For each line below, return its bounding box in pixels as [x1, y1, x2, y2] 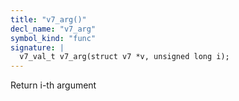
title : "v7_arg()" [10, 14, 87, 25]
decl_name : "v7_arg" [10, 24, 97, 34]
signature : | [10, 42, 65, 53]
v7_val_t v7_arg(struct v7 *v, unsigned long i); [19, 52, 230, 62]
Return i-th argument [10, 79, 97, 91]
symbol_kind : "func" [10, 33, 97, 43]
